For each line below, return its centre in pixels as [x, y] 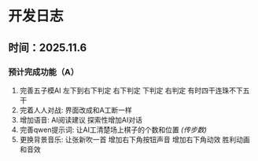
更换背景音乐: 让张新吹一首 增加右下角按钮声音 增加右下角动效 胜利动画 [135, 139]
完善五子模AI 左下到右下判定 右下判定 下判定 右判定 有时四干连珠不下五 [135, 90]
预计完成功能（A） [44, 71]
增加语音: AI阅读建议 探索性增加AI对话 [81, 119]
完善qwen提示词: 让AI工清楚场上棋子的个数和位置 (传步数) [113, 130]
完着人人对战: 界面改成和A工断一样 [76, 110]
